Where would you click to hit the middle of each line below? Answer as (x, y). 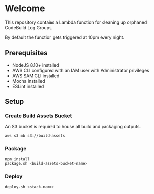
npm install (17, 159)
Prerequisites (26, 53)
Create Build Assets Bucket (39, 116)
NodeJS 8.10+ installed (36, 65)
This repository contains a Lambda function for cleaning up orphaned (76, 22)
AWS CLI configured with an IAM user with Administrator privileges (81, 70)
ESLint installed (28, 86)
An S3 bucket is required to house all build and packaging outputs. (73, 127)
